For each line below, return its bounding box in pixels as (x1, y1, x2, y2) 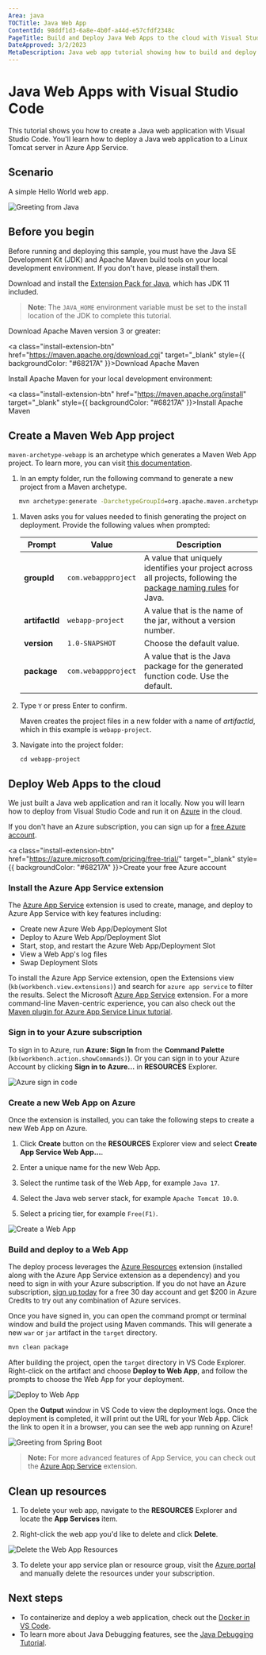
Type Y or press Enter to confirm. (19, 701, 127, 710)
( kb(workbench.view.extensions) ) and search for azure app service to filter (8, 982, 253, 991)
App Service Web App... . (19, 1147, 104, 1157)
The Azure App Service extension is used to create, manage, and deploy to (8, 900, 253, 910)
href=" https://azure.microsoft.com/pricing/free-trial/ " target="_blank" (8, 854, 236, 864)
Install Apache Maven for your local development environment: (8, 374, 213, 383)
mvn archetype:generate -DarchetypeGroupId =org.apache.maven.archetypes (18, 498, 264, 506)
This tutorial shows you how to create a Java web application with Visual (8, 125, 245, 135)
